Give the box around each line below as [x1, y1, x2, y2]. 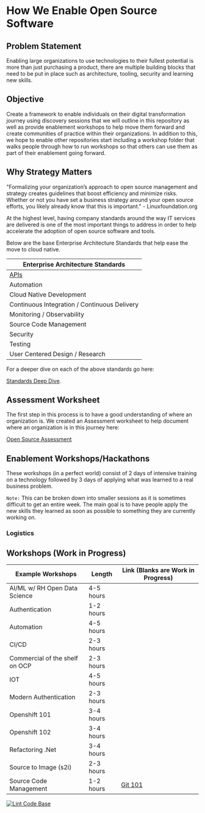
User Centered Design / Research [9, 349, 106, 358]
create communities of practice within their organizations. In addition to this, [6, 129, 198, 137]
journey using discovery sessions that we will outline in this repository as [6, 116, 190, 124]
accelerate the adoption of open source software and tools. [6, 227, 156, 235]
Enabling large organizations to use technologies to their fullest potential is [6, 57, 194, 64]
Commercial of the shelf [9, 654, 78, 662]
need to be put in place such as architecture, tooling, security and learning [6, 70, 194, 77]
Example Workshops [15, 570, 77, 578]
